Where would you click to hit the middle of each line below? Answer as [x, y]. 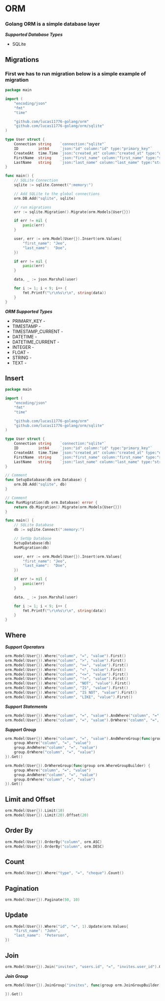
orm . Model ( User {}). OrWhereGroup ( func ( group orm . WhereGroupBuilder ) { [78, 765]
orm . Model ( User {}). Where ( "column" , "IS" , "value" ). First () [67, 688]
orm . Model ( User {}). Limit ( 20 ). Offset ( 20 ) [47, 815]
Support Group [21, 729]
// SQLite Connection [36, 181]
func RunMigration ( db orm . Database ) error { [51, 502]
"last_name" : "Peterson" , [41, 936]
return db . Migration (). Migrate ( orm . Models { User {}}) [68, 507]
